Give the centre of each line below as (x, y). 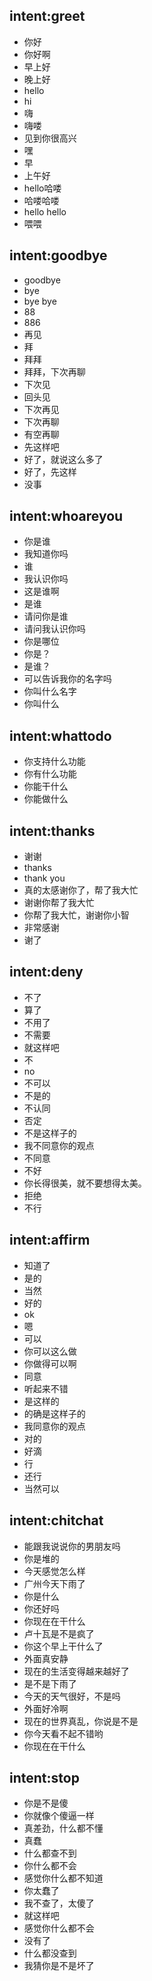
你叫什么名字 (50, 691)
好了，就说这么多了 (63, 459)
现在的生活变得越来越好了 (76, 1671)
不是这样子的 (50, 1133)
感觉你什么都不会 (59, 1928)
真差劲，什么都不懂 (63, 1828)
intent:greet (47, 16)
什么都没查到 (50, 1953)
